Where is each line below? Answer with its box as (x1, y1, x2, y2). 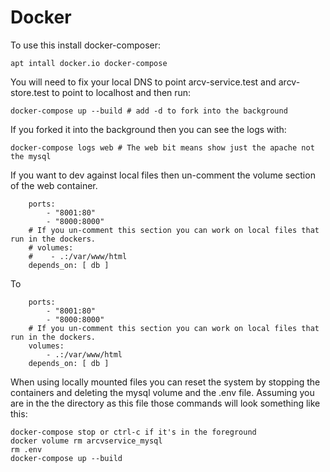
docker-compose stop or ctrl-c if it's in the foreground (10, 427, 257, 437)
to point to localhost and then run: (51, 86, 192, 98)
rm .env (10, 444, 43, 455)
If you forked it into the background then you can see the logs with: (10, 123, 287, 135)
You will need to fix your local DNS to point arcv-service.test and (10, 76, 277, 88)
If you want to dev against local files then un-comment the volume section (10, 169, 316, 181)
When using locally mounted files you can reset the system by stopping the (10, 376, 321, 388)
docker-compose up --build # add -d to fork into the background (10, 106, 288, 116)
